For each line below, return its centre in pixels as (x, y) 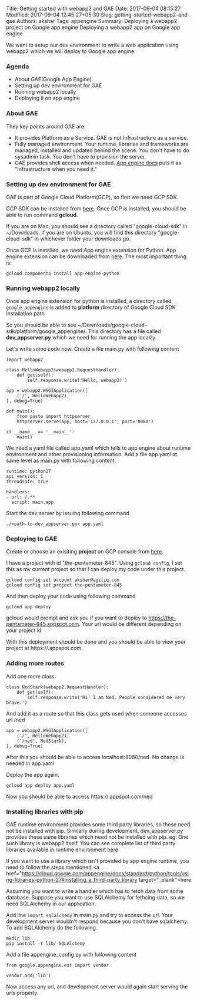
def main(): (21, 411)
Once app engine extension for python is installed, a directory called (89, 301)
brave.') (17, 703)
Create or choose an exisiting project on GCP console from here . (85, 552)
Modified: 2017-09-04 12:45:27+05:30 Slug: (60, 15)
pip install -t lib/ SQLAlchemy (46, 944)
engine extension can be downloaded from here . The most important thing (96, 256)
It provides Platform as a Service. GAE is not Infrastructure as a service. (101, 137)
